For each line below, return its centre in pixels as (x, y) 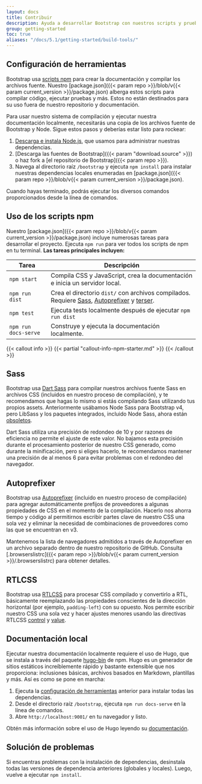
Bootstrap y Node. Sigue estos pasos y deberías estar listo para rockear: (96, 129)
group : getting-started (36, 29)
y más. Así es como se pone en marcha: (56, 679)
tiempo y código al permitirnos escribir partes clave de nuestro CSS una (96, 517)
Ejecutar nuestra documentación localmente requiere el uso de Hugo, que (98, 654)
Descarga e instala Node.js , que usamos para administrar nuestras (97, 141)
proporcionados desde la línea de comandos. (62, 198)
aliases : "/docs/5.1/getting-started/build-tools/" (72, 40)
